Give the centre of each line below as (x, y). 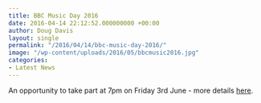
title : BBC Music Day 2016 (53, 16)
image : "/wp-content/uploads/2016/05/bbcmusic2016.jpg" (104, 53)
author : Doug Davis (41, 30)
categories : (28, 61)
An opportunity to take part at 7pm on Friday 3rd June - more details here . (131, 90)
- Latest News (32, 68)
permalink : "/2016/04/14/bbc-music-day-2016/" (88, 46)
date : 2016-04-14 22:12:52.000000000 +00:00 (84, 23)
